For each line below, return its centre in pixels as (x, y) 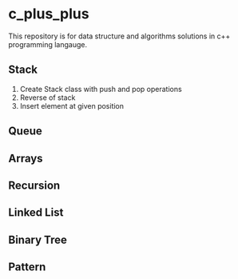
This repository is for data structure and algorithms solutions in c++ (119, 36)
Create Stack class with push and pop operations (101, 89)
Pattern (27, 267)
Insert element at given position (72, 106)
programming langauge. (48, 44)
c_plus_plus (49, 14)
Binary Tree (38, 239)
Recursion (34, 185)
